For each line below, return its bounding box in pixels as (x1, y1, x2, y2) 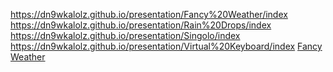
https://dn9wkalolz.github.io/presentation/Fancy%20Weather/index (10, 9, 288, 20)
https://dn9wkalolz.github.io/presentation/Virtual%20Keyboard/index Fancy (10, 40, 323, 52)
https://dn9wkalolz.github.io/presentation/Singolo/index (10, 30, 241, 41)
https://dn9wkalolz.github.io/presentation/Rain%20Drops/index (10, 19, 272, 31)
